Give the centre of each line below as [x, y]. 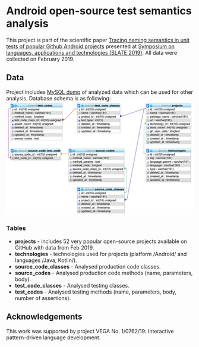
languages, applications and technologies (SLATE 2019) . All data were [92, 52]
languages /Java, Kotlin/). [46, 260]
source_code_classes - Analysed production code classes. [88, 266]
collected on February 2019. [40, 59]
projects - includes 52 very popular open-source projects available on [101, 241]
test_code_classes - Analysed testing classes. [72, 285]
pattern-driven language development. [53, 337]
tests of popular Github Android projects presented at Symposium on [91, 46]
